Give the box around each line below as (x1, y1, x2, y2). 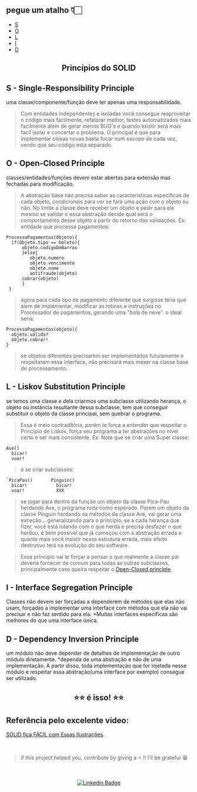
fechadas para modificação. (6, 180, 75, 187)
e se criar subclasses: (20, 466, 74, 473)
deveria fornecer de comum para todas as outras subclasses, (20, 559, 169, 566)
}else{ (21, 250, 38, 256)
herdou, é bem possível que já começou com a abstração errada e (20, 529, 182, 536)
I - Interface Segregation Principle (6, 583, 133, 593)
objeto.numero (29, 255, 65, 261)
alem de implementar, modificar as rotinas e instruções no (20, 302, 162, 309)
